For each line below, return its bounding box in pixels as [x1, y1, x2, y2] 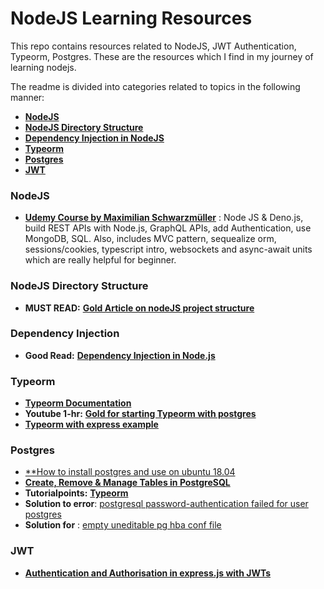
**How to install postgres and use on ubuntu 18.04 [24, 466, 236, 478]
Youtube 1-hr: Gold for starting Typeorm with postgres [24, 408, 257, 420]
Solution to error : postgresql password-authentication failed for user [24, 498, 309, 510]
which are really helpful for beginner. [24, 254, 177, 266]
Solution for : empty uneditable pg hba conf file [24, 519, 222, 531]
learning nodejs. [10, 61, 77, 73]
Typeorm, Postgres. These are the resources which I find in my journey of [10, 50, 314, 62]
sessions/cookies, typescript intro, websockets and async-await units [24, 243, 313, 256]
